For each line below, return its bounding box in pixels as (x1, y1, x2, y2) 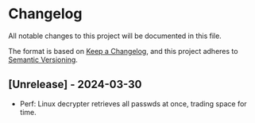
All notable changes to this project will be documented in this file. (8, 31, 222, 40)
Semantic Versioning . (8, 55, 78, 64)
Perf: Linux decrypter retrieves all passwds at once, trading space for (19, 98, 248, 108)
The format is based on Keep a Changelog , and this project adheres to (8, 46, 238, 56)
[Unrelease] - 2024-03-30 (8, 78, 142, 91)
